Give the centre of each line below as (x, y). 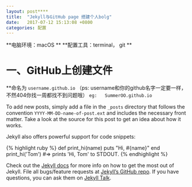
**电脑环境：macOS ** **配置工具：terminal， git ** (69, 45)
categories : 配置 (26, 28)
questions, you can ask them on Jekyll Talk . (59, 178)
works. (14, 125)
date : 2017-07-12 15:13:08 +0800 (49, 22)
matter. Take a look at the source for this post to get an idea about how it (94, 119)
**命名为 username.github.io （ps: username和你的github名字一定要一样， (96, 88)
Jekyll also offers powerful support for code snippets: (71, 137)
